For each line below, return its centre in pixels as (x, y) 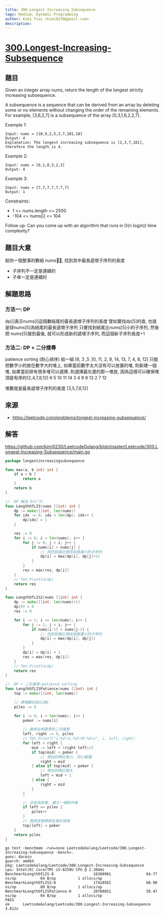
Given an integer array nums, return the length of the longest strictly (74, 90)
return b (23, 488)
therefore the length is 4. (34, 147)
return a (32, 479)
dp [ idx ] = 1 (35, 520)
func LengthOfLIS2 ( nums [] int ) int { (44, 598)
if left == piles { (43, 807)
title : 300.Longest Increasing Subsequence (50, 10)
